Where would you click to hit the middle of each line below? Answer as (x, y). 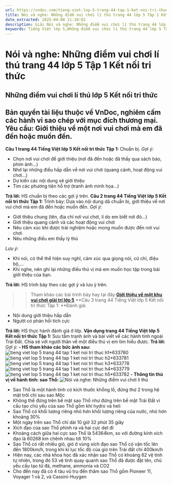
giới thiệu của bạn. (32, 275)
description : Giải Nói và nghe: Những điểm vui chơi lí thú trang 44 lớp (86, 24)
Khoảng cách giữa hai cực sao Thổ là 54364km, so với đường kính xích (88, 433)
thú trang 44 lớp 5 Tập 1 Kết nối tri (78, 65)
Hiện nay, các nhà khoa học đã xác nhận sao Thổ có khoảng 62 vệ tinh (88, 455)
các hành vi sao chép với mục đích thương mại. (82, 121)
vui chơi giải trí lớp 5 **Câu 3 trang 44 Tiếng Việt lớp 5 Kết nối (97, 300)
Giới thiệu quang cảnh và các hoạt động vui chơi (64, 222)
